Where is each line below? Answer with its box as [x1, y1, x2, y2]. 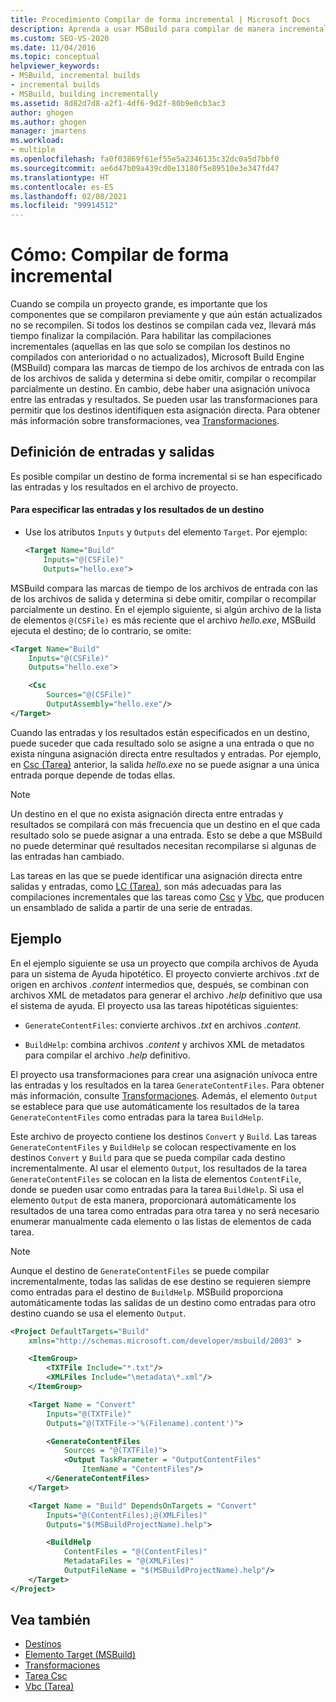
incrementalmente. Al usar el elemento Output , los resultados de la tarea [10, 1162, 308, 1174]
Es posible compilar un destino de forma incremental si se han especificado [10, 470, 323, 482]
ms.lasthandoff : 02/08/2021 [10, 191, 128, 201]
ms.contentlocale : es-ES [10, 182, 114, 192]
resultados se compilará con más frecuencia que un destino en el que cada [10, 818, 321, 830]
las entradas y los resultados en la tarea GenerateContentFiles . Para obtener [10, 1079, 325, 1091]
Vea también [10, 1612, 91, 1629]
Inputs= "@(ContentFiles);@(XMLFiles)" [46, 1510, 208, 1520]
